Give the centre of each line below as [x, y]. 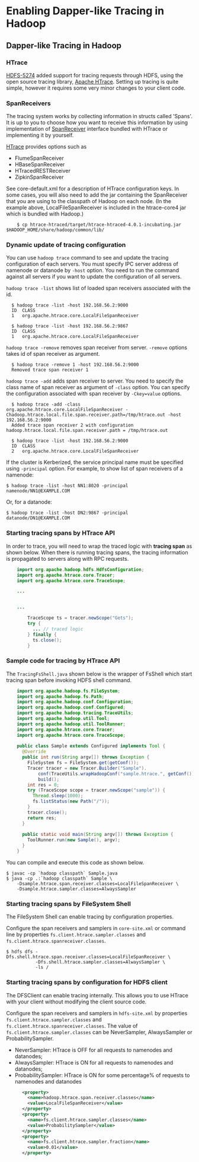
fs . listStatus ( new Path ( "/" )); [71, 801]
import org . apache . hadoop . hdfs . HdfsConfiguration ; [81, 569]
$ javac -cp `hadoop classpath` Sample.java [62, 873]
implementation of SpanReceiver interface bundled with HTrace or [87, 129]
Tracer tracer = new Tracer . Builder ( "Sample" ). [87, 768]
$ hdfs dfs [20, 952]
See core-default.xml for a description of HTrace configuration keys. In [93, 189]
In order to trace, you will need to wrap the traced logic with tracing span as [99, 546]
